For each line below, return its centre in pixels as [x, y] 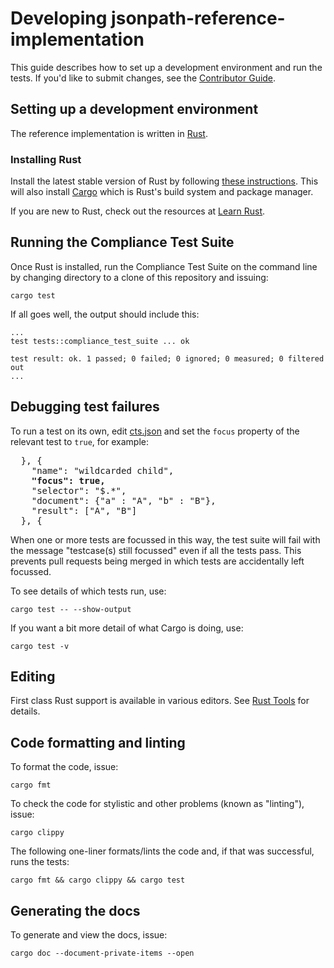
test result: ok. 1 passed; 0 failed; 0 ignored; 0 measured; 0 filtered [167, 358]
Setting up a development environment [134, 109]
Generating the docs [75, 910]
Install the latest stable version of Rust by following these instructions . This [164, 181]
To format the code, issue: [64, 767]
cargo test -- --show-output [71, 609]
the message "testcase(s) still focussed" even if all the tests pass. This [156, 550]
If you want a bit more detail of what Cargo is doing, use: [127, 628]
